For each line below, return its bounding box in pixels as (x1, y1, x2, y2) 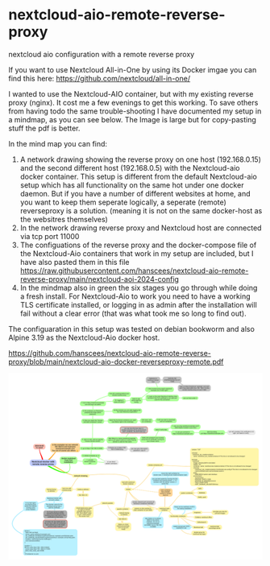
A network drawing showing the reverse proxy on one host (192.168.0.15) (19, 155, 262, 164)
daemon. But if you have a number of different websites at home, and (19, 188, 251, 198)
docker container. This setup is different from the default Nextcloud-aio (19, 171, 258, 181)
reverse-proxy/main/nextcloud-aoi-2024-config (19, 274, 180, 283)
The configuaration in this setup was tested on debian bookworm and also (8, 324, 255, 333)
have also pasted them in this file (19, 257, 130, 266)
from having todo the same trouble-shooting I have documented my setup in (8, 106, 262, 116)
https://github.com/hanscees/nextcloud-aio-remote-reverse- (8, 348, 211, 357)
